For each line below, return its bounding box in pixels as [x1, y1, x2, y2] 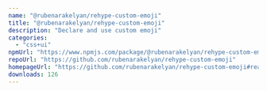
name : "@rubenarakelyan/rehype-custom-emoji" [8, 11, 161, 20]
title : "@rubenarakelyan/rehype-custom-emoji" [8, 19, 165, 27]
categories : [8, 33, 48, 42]
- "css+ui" [15, 41, 52, 49]
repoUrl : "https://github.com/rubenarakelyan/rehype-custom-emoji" [8, 56, 237, 64]
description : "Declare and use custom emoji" [8, 26, 161, 34]
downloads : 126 [8, 70, 59, 78]
